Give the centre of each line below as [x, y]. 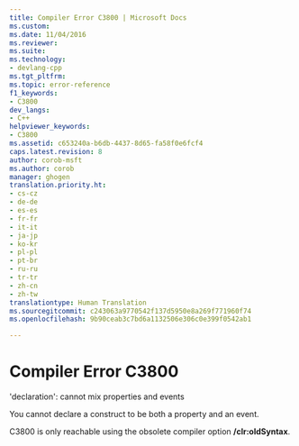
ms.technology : [38, 59]
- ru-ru [24, 269]
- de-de [24, 202]
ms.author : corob [42, 168]
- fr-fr [24, 218]
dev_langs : [30, 110]
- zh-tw [24, 294]
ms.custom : [30, 26]
